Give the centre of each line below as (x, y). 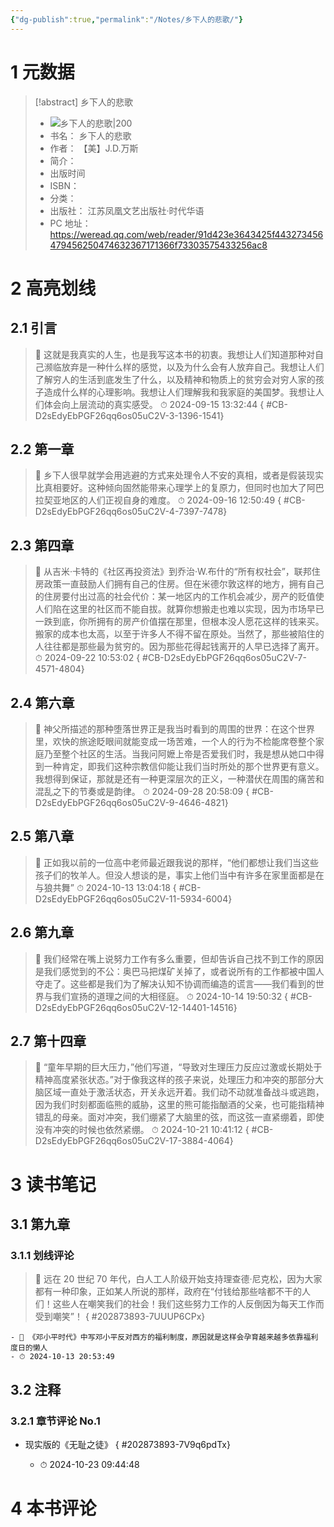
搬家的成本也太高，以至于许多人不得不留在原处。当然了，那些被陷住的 (179, 634)
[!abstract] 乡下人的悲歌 (84, 102)
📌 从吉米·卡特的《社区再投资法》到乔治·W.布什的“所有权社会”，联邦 (173, 572)
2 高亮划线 (53, 288)
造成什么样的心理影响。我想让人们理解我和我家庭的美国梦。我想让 (179, 392)
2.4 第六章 (42, 702)
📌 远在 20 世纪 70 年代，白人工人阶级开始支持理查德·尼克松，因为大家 (178, 1279)
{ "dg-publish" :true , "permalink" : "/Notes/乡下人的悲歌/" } (127, 19)
